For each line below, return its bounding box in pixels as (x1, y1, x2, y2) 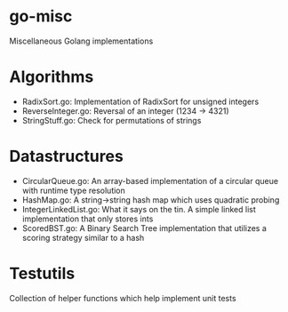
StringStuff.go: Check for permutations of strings (21, 115, 202, 125)
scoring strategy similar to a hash (21, 232, 145, 243)
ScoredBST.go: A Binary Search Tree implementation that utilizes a (21, 222, 267, 233)
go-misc (9, 6, 73, 27)
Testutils (9, 264, 76, 284)
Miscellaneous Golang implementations (9, 36, 154, 46)
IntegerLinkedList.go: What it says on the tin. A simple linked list (21, 204, 256, 214)
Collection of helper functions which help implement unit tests (9, 292, 237, 303)
